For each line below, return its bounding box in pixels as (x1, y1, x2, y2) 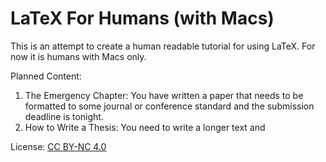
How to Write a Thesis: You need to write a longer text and (24, 121, 266, 133)
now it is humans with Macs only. (10, 50, 147, 62)
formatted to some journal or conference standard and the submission (24, 100, 315, 112)
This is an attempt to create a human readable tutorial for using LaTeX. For (10, 40, 316, 52)
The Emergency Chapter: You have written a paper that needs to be (24, 89, 304, 101)
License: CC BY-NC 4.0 (10, 140, 107, 152)
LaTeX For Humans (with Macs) (10, 7, 275, 30)
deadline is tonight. (24, 110, 104, 122)
